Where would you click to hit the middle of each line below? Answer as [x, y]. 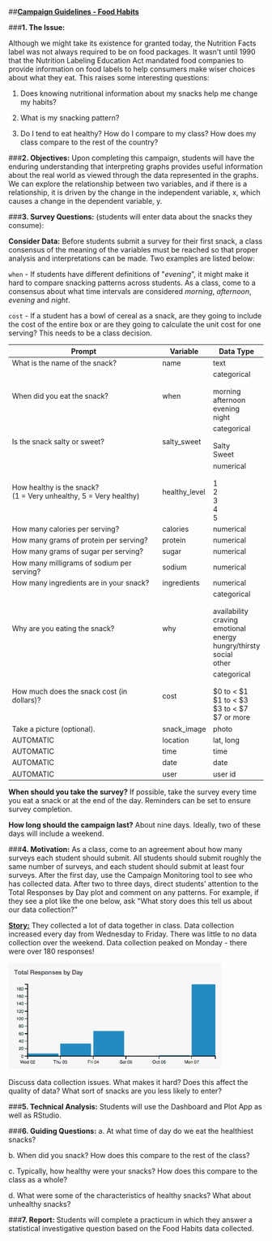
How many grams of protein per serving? [80, 540]
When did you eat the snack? [60, 396]
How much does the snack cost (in [70, 692]
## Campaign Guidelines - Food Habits [74, 12]
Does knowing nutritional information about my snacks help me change [139, 93]
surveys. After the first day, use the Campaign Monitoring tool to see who [131, 875]
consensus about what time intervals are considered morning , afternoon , [130, 291]
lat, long [227, 740]
